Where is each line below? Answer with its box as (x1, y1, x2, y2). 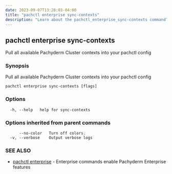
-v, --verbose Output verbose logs (10, 135, 93, 141)
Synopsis (5, 62, 29, 70)
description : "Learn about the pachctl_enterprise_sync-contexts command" (5, 17, 168, 22)
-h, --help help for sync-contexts (10, 107, 91, 113)
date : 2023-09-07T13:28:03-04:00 (5, 7, 77, 13)
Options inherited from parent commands (5, 119, 111, 126)
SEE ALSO (5, 147, 31, 154)
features (12, 164, 31, 170)
